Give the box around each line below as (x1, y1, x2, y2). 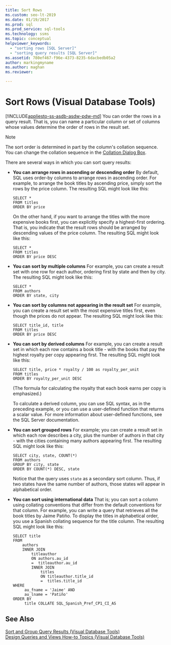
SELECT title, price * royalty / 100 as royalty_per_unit (12, 367, 139, 372)
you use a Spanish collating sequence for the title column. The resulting (12, 518, 164, 524)
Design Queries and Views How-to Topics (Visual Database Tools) (5, 634, 145, 640)
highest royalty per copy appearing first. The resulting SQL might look (12, 351, 160, 358)
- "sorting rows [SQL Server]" (10, 46, 77, 51)
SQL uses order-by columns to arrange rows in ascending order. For (12, 174, 157, 181)
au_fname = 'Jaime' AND (24, 587, 75, 593)
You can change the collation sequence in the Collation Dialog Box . (5, 149, 147, 155)
